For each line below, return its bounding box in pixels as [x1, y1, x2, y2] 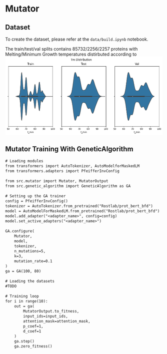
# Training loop [5, 294, 39, 299]
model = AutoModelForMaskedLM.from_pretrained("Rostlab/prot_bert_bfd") [5, 209, 160, 214]
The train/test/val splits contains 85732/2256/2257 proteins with [5, 46, 138, 52]
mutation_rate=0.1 [14, 259, 52, 264]
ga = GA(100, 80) [5, 269, 41, 274]
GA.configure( [5, 229, 35, 234]
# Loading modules [5, 159, 43, 164]
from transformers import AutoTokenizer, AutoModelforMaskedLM [5, 164, 140, 169]
